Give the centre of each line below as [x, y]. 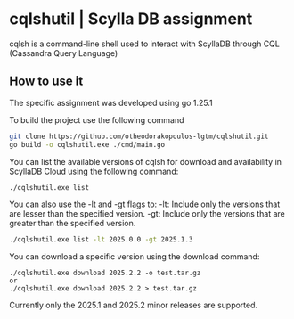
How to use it [46, 82]
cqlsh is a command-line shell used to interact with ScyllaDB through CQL [145, 44]
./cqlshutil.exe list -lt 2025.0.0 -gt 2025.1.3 [101, 240]
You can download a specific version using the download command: [135, 257]
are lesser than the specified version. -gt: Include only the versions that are [147, 214]
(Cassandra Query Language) [64, 53]
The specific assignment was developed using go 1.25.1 [111, 102]
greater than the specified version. [73, 224]
